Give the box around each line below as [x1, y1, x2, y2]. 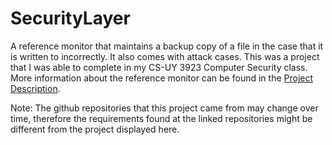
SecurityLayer [10, 7, 131, 30]
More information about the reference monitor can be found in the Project [10, 72, 314, 84]
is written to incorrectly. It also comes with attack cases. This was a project [10, 50, 320, 62]
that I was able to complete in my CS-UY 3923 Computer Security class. [10, 61, 308, 73]
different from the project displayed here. [10, 123, 180, 135]
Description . [10, 82, 61, 94]
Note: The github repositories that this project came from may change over [10, 102, 319, 114]
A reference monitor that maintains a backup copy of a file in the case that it [10, 40, 324, 52]
